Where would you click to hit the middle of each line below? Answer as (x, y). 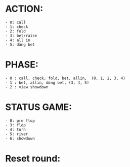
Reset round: (33, 158)
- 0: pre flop (20, 121)
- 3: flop (16, 125)
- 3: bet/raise (21, 36)
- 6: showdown (20, 138)
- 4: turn (16, 129)
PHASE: (22, 65)
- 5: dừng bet (20, 44)
